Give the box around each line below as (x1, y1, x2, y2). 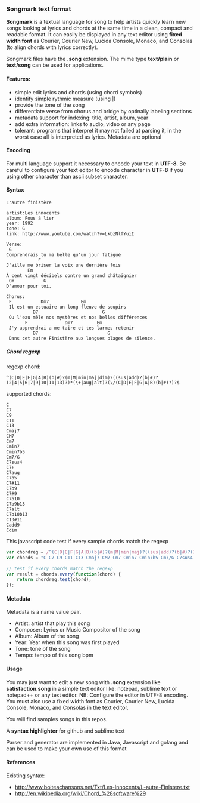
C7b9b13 (6, 501, 26, 507)
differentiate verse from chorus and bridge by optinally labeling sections (14, 107, 192, 115)
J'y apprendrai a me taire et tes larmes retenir (8, 325, 135, 331)
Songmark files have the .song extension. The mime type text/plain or (6, 56, 179, 63)
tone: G (6, 226, 26, 232)
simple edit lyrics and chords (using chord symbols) (14, 88, 142, 96)
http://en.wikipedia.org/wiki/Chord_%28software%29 (14, 790, 146, 797)
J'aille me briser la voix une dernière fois (6, 262, 121, 268)
